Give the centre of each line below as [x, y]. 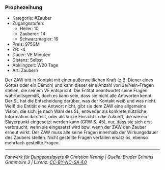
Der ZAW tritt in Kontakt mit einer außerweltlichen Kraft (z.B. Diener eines [79, 80]
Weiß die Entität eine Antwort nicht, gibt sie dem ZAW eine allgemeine [76, 106]
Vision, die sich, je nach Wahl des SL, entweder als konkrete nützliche [76, 111]
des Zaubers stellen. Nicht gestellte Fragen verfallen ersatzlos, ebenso [77, 137]
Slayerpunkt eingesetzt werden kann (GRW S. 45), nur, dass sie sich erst [79, 122]
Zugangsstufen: [28, 23]
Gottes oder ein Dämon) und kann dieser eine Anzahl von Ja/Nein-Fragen [80, 85]
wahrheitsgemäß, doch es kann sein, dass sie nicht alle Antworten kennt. [79, 96]
